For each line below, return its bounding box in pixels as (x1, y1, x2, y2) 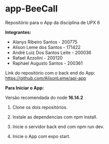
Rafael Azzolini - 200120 (12, 54, 63, 60)
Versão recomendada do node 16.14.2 (5, 94, 83, 100)
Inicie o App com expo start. (12, 133, 71, 139)
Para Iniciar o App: (5, 84, 44, 90)
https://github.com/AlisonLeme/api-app (5, 75, 86, 81)
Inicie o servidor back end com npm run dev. (12, 123, 105, 129)
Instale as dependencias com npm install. (12, 113, 98, 120)
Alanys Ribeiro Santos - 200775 (12, 38, 78, 45)
